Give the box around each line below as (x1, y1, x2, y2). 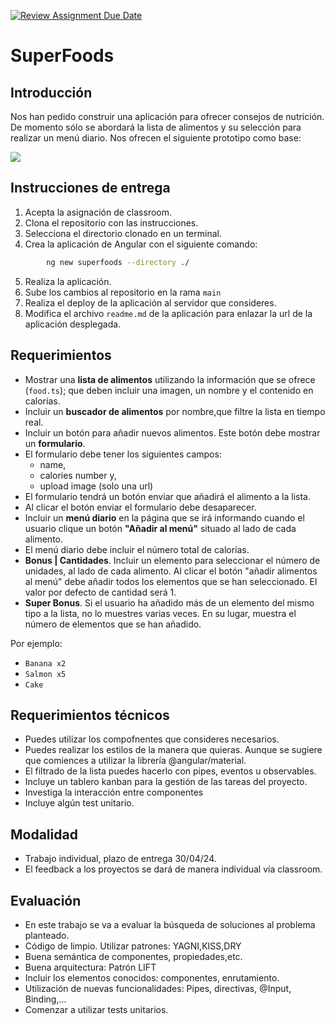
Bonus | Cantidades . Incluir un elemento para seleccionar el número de (24, 554, 321, 566)
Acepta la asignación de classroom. (24, 206, 173, 218)
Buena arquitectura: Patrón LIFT (24, 961, 157, 973)
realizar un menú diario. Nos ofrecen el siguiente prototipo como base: (10, 132, 302, 144)
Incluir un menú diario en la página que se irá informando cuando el (24, 511, 305, 524)
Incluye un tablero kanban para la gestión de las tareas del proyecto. (24, 776, 308, 788)
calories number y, (39, 469, 117, 481)
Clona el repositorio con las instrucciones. (24, 216, 199, 229)
